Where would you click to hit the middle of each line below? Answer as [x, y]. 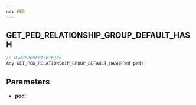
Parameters [28, 82]
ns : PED [16, 11]
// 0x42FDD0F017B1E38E [34, 58]
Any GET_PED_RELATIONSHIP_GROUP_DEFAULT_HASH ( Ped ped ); [76, 63]
